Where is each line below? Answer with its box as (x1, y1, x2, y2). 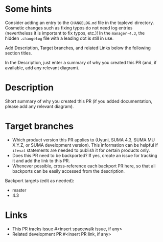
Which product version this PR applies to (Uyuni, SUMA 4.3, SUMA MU (12, 136, 155, 143)
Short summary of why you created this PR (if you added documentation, (5, 98, 153, 104)
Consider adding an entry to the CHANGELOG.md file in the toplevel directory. (5, 20, 154, 26)
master (12, 187, 27, 193)
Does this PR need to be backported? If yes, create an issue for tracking (12, 152, 158, 158)
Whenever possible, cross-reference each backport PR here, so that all (12, 163, 156, 169)
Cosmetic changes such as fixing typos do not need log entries (5, 25, 133, 30)
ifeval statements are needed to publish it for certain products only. (12, 147, 150, 153)
